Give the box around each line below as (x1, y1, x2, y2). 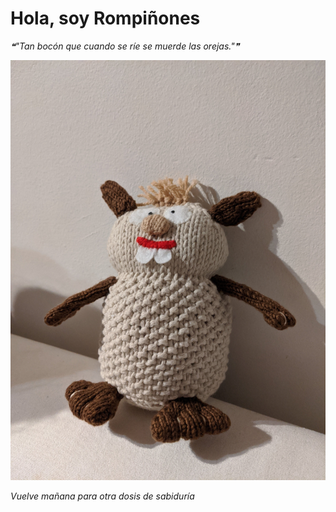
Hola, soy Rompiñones (10, 7, 201, 30)
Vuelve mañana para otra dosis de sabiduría (10, 490, 195, 502)
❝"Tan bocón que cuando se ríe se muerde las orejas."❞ (10, 40, 240, 52)
